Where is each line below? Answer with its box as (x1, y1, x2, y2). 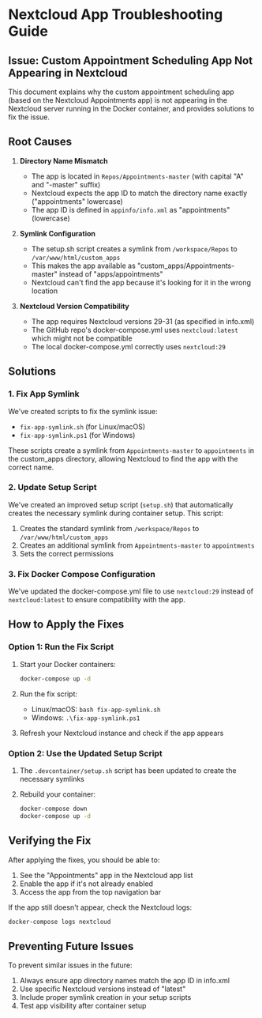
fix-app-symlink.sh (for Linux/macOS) (19, 421, 146, 432)
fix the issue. (8, 112, 50, 122)
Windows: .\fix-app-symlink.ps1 (31, 713, 140, 722)
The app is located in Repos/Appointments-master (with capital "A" (31, 172, 245, 181)
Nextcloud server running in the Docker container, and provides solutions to (8, 104, 255, 113)
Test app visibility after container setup (19, 1001, 147, 1011)
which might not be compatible (31, 334, 133, 343)
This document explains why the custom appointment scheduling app (8, 87, 234, 96)
